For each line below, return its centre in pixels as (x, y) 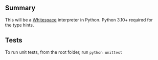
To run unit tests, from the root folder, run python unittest (64, 52)
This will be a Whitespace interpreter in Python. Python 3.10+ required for (79, 20)
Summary (20, 8)
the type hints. (20, 25)
